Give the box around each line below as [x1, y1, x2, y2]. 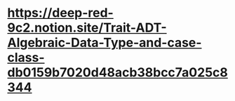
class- [7, 50, 45, 66]
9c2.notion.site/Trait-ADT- [7, 20, 167, 36]
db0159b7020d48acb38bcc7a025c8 [7, 65, 228, 81]
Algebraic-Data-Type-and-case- [7, 35, 202, 50]
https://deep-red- [7, 5, 114, 21]
